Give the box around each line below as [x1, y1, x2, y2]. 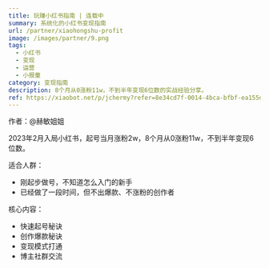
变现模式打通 [19, 242, 62, 251]
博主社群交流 [19, 251, 62, 261]
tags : [8, 42, 26, 50]
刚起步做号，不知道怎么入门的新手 [19, 178, 133, 187]
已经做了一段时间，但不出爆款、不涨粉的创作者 [19, 187, 175, 197]
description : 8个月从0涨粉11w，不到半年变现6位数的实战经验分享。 [8, 86, 208, 94]
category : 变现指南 [8, 78, 69, 86]
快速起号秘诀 [19, 222, 62, 231]
